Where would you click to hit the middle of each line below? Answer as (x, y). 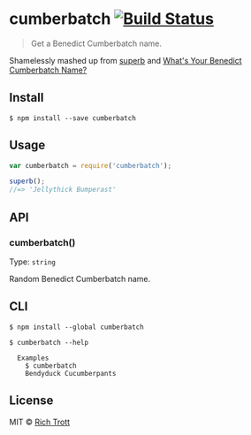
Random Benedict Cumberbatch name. (80, 279)
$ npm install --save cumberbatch (73, 118)
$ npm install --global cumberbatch (76, 327)
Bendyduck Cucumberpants (71, 373)
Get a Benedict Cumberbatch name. (96, 43)
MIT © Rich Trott (40, 422)
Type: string (32, 262)
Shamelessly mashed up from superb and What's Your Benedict (125, 60)
